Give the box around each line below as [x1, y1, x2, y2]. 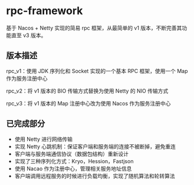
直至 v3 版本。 [11, 31, 47, 39]
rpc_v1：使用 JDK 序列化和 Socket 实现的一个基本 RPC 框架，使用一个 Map [6, 67, 188, 74]
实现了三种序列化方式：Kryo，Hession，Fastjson [14, 157, 134, 164]
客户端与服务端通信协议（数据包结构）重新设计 [14, 150, 129, 157]
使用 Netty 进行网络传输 [14, 136, 73, 143]
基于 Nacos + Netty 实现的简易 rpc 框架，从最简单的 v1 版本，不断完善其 [6, 24, 182, 31]
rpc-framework [6, 4, 83, 18]
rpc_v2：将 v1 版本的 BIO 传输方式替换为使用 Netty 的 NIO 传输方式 [6, 87, 169, 94]
